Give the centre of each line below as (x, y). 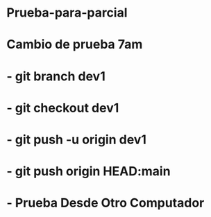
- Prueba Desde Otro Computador (105, 203)
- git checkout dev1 (63, 108)
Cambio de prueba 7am (75, 45)
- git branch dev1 (56, 76)
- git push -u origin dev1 (77, 139)
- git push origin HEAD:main (88, 172)
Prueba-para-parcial (67, 13)
